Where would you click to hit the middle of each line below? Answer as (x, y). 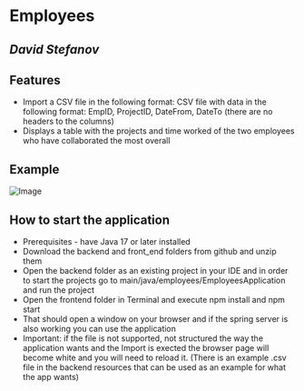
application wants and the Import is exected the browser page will (146, 348)
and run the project (59, 290)
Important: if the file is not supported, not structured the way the (143, 338)
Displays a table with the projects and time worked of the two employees (158, 131)
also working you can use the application (99, 329)
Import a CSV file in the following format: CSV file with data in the (145, 102)
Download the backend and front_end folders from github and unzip (149, 252)
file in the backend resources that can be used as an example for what (154, 367)
